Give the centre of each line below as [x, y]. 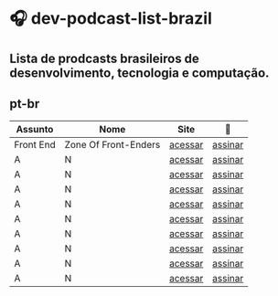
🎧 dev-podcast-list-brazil [111, 19]
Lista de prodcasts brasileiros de [104, 58]
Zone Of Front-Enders [112, 145]
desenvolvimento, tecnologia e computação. [139, 73]
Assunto [35, 130]
